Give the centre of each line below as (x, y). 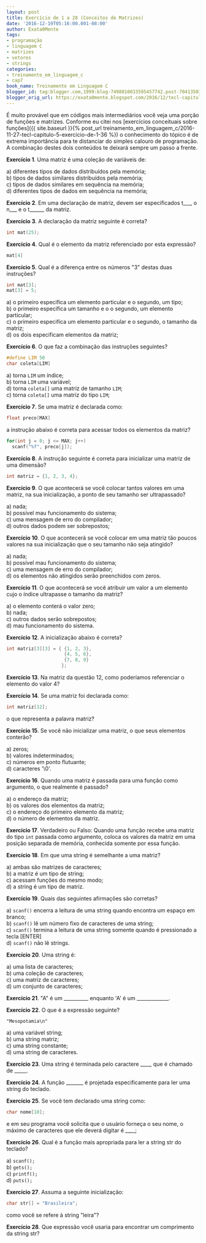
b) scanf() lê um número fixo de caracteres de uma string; (80, 923)
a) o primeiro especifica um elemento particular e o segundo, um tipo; (95, 302)
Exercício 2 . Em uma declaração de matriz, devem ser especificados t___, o (102, 202)
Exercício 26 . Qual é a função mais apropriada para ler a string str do (94, 1142)
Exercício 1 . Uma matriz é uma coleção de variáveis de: (76, 159)
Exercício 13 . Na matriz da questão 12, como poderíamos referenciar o (96, 677)
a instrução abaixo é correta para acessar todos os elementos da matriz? (99, 429)
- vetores (19, 58)
